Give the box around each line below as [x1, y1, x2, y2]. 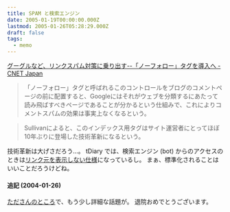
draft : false [7, 29, 45, 36]
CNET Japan [7, 69, 43, 78]
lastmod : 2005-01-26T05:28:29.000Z [7, 23, 109, 30]
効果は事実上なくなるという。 [66, 109, 150, 117]
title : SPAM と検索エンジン [7, 10, 80, 17]
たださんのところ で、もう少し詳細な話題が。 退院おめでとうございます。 [7, 198, 213, 206]
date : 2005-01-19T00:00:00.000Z [7, 16, 100, 23]
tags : [7, 36, 23, 43]
